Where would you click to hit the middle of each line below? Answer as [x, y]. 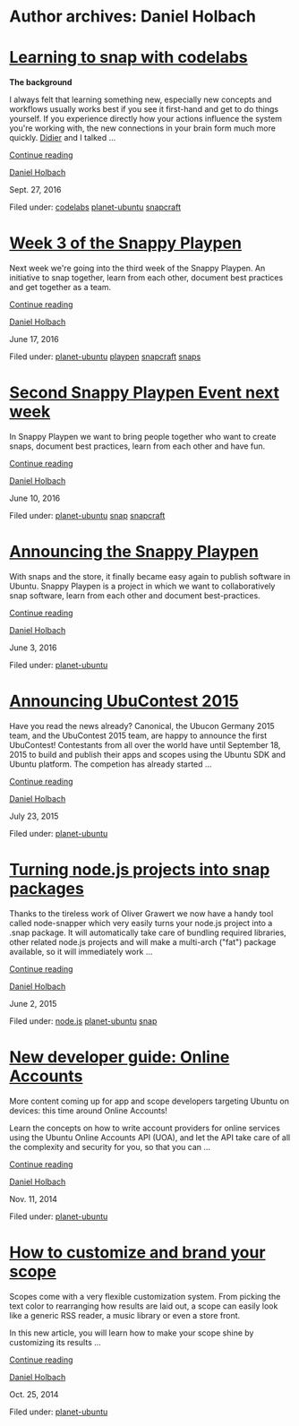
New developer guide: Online [120, 1057]
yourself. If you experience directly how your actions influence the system [146, 119]
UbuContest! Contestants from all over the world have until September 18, [145, 744]
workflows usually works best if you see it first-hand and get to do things [144, 109]
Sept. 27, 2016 [35, 190]
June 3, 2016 [33, 648]
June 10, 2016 [35, 498]
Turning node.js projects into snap [140, 870]
